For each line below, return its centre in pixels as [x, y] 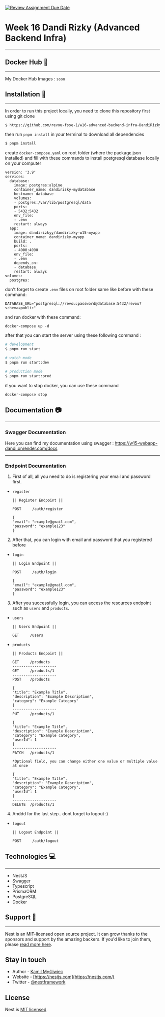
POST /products [31, 679]
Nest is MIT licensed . [27, 1010]
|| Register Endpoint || [38, 500]
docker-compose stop [26, 395]
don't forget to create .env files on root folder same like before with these [79, 290]
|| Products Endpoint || [38, 654]
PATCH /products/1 [33, 753]
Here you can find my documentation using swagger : [59, 443]
